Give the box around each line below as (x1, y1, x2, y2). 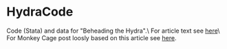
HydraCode (6, 4, 74, 20)
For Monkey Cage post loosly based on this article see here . (6, 33, 177, 42)
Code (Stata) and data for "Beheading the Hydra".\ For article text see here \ (6, 27, 220, 35)
